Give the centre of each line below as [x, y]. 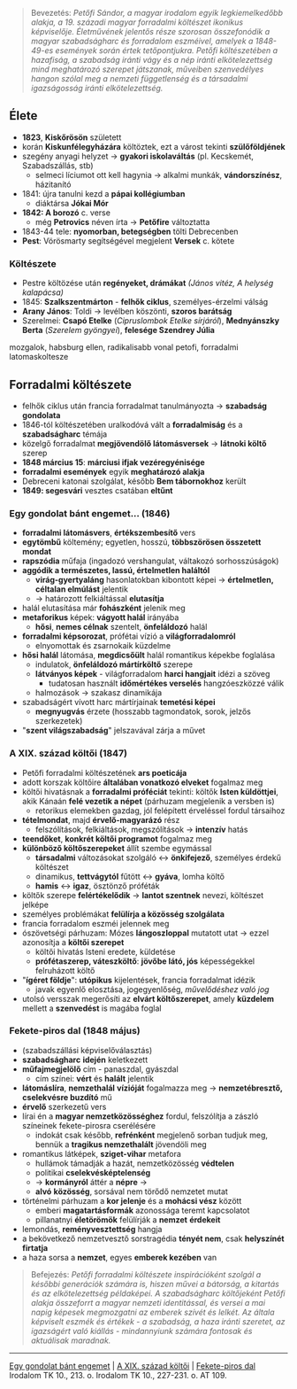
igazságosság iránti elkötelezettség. [97, 88]
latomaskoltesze [39, 357]
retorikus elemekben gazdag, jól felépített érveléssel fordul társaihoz [160, 811]
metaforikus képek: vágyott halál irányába [100, 617]
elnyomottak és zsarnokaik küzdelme [103, 646]
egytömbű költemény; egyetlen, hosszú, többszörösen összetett [141, 542]
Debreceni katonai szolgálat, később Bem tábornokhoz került [134, 481]
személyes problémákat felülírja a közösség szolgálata [123, 914]
